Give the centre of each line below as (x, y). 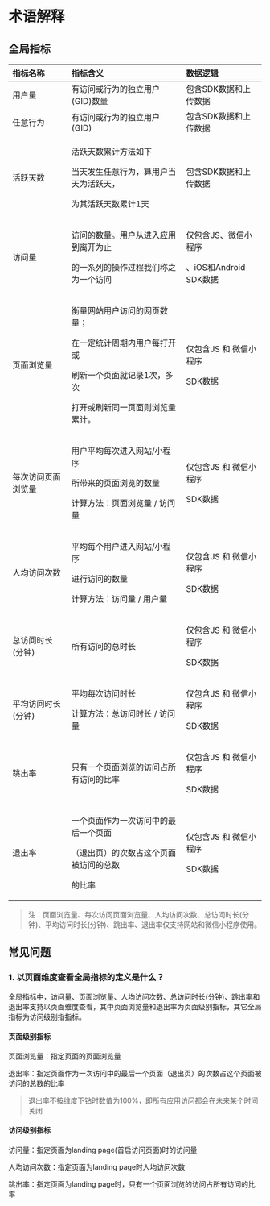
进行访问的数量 (100, 579)
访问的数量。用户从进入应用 (124, 235)
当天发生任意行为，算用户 (120, 172)
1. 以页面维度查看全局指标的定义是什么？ (86, 978)
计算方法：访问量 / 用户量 (119, 599)
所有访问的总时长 (104, 646)
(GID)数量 (90, 101)
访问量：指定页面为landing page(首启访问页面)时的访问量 (103, 1150)
